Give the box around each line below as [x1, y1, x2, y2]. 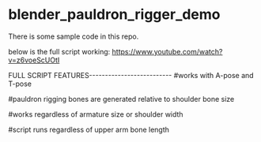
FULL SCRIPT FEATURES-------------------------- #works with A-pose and [8, 70, 255, 80]
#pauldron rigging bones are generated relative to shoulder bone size [8, 94, 235, 103]
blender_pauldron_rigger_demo [8, 6, 221, 24]
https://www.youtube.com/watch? [112, 47, 223, 56]
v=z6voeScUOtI [8, 55, 60, 65]
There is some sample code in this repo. [8, 32, 139, 41]
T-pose [8, 79, 32, 88]
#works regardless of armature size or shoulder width [8, 109, 183, 119]
